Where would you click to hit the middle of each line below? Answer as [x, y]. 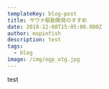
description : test [34, 40]
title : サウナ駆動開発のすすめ [47, 20]
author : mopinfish [34, 33]
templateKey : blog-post [42, 14]
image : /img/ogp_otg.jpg [44, 60]
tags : [15, 46]
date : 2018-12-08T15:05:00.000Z [54, 27]
